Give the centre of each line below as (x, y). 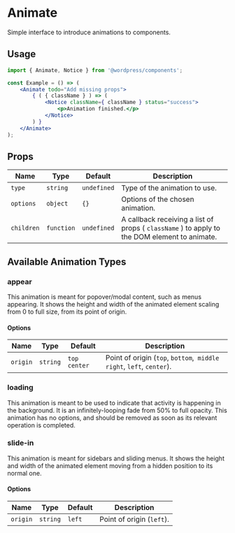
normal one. (24, 473)
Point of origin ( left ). (135, 519)
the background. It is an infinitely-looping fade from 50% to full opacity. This (117, 410)
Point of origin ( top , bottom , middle (162, 358)
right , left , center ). (138, 367)
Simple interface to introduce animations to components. (89, 32)
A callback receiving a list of (168, 219)
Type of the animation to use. (169, 188)
